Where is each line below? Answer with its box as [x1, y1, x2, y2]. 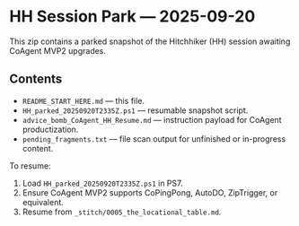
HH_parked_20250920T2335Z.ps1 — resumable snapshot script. [22, 105, 249, 116]
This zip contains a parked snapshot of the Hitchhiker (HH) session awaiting [9, 36, 291, 47]
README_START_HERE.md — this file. [22, 95, 145, 106]
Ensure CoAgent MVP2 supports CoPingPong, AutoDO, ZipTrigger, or [22, 187, 278, 198]
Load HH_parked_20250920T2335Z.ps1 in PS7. [22, 178, 183, 188]
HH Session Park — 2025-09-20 [9, 6, 256, 27]
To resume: [9, 160, 51, 171]
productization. [22, 124, 79, 135]
